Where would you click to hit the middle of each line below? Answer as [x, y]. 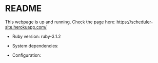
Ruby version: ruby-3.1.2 [36, 36]
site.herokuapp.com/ [26, 27]
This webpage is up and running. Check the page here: [60, 22]
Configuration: [27, 55]
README [23, 8]
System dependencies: [35, 46]
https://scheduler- [135, 22]
